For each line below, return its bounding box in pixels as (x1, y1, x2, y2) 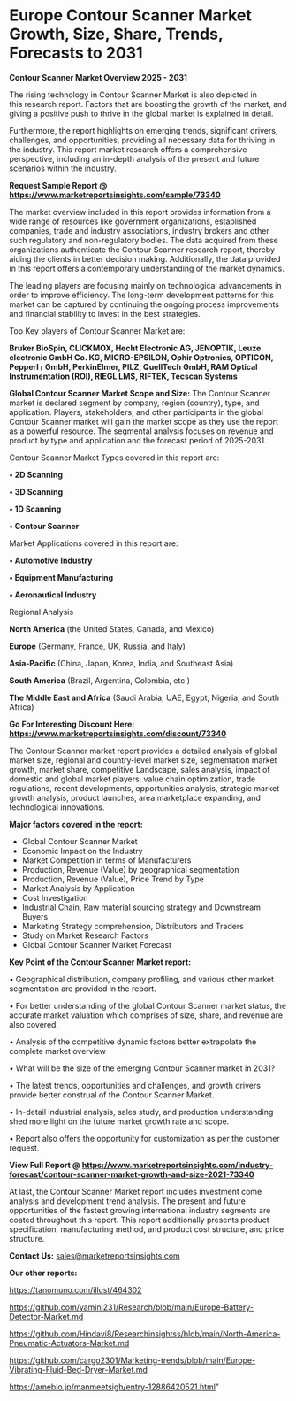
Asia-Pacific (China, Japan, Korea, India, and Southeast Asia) (9, 658, 234, 668)
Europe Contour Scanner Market (9, 5, 252, 26)
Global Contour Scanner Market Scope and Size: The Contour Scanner (9, 388, 271, 398)
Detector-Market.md (9, 1311, 84, 1321)
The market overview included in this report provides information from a (9, 206, 271, 217)
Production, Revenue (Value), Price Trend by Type (21, 874, 205, 884)
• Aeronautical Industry (9, 589, 97, 600)
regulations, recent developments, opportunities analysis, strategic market (9, 782, 280, 793)
